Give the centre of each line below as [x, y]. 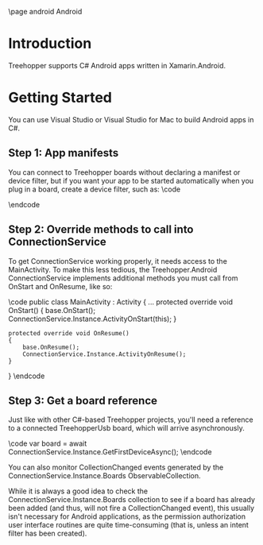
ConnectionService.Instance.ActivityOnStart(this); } [93, 319]
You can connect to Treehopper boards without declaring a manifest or [124, 172]
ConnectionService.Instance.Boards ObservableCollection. [104, 476]
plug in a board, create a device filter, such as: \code [95, 189]
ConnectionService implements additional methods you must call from [123, 278]
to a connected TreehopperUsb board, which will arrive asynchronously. [126, 428]
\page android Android [45, 12]
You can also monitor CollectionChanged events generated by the [116, 467]
